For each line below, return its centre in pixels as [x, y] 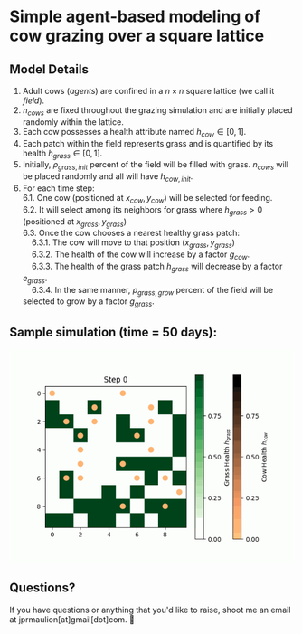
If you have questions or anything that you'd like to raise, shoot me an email [150, 610]
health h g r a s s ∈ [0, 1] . [62, 154]
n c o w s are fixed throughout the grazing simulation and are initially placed [157, 111]
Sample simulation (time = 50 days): [113, 332]
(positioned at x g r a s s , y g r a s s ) [74, 222]
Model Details [49, 69]
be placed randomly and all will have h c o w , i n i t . [108, 177]
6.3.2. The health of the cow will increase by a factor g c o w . [141, 255]
